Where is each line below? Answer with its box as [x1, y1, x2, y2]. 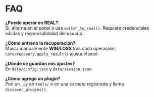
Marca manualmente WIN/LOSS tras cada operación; [5, 45, 116, 51]
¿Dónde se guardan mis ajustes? [5, 60, 75, 66]
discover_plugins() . [5, 86, 47, 92]
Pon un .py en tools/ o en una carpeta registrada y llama [5, 81, 124, 87]
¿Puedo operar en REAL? [5, 20, 59, 26]
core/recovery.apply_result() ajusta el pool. [5, 51, 99, 57]
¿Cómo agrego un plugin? [5, 75, 61, 81]
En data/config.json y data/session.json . [5, 66, 93, 72]
